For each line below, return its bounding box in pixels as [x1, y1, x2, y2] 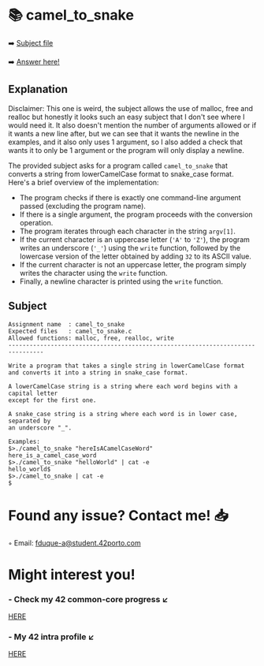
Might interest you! [8, 565, 136, 583]
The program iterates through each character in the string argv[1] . [19, 226, 236, 236]
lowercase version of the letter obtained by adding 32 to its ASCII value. [19, 251, 252, 261]
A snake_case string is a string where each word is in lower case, [8, 410, 238, 418]
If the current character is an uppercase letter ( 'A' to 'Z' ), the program [19, 234, 251, 244]
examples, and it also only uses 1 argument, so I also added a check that [8, 137, 243, 147]
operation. [19, 218, 54, 227]
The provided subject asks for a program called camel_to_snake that [8, 161, 229, 170]
